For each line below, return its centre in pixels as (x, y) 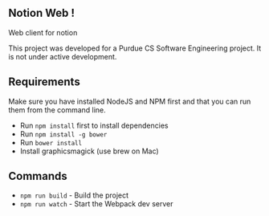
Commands (38, 176)
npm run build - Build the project (74, 195)
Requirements (44, 82)
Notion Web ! (41, 13)
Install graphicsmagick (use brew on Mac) (89, 151)
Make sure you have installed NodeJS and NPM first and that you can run (130, 101)
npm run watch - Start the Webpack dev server (96, 204)
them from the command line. (57, 110)
